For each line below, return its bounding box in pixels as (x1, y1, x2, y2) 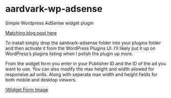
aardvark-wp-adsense (5, 3, 103, 15)
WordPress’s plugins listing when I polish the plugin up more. (5, 51, 133, 57)
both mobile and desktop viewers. (5, 77, 77, 83)
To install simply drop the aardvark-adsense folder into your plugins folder (5, 39, 161, 46)
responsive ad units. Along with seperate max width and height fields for (5, 71, 158, 77)
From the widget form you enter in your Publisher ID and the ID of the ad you (5, 60, 166, 66)
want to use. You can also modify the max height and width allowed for (5, 66, 155, 72)
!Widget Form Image (5, 86, 48, 92)
